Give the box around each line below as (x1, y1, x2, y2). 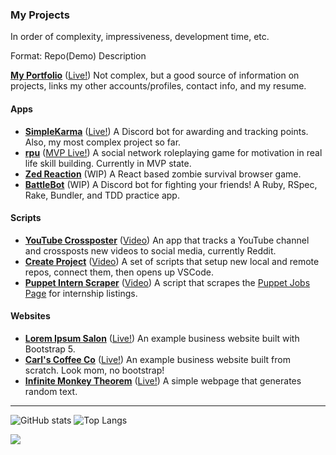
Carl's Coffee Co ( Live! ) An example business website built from (24, 353, 291, 365)
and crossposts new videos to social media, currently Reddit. (24, 244, 277, 257)
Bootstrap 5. (24, 343, 76, 355)
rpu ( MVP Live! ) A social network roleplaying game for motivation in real (24, 146, 323, 158)
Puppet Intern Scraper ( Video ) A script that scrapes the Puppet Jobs (24, 276, 311, 288)
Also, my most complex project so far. (24, 136, 182, 148)
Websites (10, 310, 51, 322)
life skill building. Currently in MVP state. (24, 157, 192, 169)
